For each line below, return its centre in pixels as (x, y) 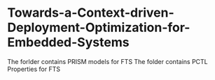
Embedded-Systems (68, 42)
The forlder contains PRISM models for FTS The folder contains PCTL (107, 61)
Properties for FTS (34, 69)
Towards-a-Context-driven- (91, 13)
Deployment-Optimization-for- (99, 27)
